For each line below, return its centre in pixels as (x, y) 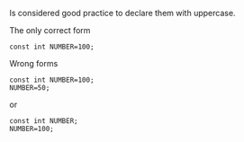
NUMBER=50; (30, 88)
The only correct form (50, 30)
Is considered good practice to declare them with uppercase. (122, 13)
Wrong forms (34, 63)
